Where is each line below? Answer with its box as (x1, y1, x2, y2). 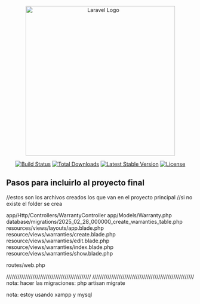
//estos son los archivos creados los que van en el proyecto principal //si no (6, 193, 193, 200)
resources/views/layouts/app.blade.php (6, 224, 104, 232)
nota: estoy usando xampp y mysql (6, 291, 93, 298)
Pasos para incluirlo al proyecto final (6, 178, 145, 188)
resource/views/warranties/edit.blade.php (6, 237, 110, 244)
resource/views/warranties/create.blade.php (6, 230, 116, 238)
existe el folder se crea (6, 200, 63, 207)
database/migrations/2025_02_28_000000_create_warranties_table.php (6, 218, 183, 225)
